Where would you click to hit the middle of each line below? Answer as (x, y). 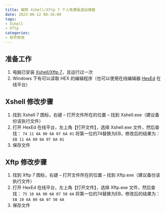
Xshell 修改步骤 (29, 102)
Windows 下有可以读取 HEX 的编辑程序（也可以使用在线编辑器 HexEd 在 (86, 78)
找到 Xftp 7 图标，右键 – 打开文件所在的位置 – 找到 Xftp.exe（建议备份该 (86, 175)
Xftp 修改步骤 (26, 162)
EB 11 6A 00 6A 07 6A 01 (38, 139)
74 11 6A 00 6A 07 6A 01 (48, 134)
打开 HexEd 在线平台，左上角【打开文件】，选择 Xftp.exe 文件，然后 (82, 188)
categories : (17, 33)
